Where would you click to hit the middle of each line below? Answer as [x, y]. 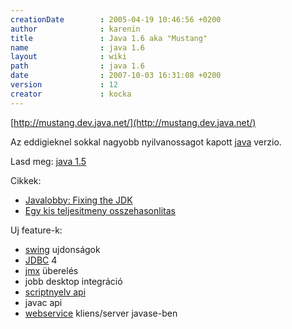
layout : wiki [69, 57]
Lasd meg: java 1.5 [48, 161]
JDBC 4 [41, 260]
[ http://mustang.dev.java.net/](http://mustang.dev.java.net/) [133, 122]
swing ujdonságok [62, 249]
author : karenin [75, 29]
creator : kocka [71, 94]
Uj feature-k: [36, 230]
